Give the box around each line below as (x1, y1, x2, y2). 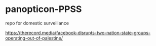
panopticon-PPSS (5, 3, 82, 15)
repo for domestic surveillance (5, 20, 69, 26)
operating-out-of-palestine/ (5, 35, 63, 41)
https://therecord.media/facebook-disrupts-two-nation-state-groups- (5, 29, 151, 35)
